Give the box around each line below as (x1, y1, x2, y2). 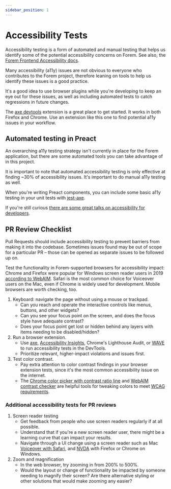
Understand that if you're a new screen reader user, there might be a (20, 429, 164, 435)
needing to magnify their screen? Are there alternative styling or (20, 473, 155, 479)
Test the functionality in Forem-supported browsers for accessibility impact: (5, 265, 165, 271)
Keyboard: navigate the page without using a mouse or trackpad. (12, 296, 149, 302)
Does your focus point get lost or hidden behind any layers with (20, 323, 154, 330)
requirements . (20, 389, 50, 395)
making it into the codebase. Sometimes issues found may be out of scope (5, 244, 162, 250)
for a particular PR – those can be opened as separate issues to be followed (5, 249, 164, 255)
